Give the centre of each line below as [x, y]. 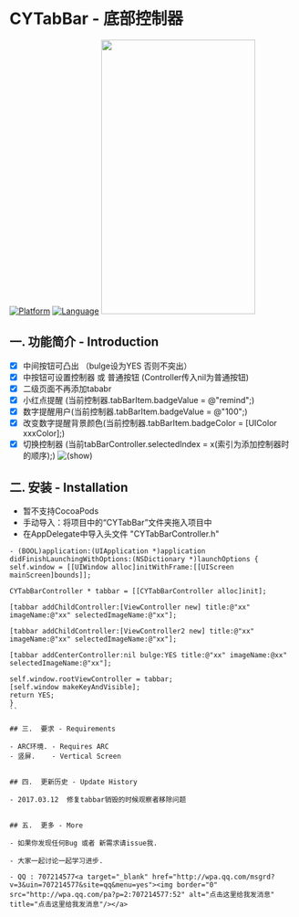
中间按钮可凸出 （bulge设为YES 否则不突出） [107, 366]
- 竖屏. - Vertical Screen [65, 756]
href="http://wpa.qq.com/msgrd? [213, 877]
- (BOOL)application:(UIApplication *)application [108, 551]
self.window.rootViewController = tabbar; [91, 679]
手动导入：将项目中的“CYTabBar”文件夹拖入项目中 [117, 522]
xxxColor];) [44, 433]
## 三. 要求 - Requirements [63, 729]
